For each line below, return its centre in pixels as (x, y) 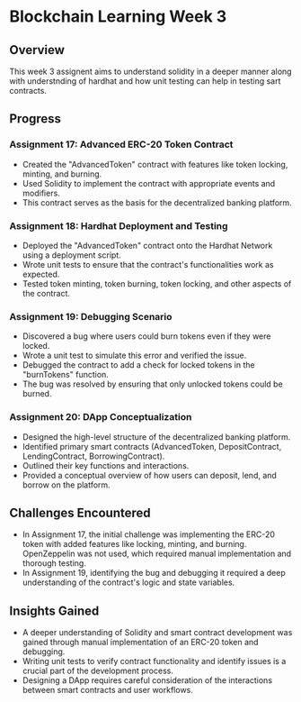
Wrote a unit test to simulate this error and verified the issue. (134, 356)
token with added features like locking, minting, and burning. (134, 544)
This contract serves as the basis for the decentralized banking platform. (157, 202)
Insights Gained (54, 611)
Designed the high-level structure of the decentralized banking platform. (156, 437)
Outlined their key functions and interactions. (106, 465)
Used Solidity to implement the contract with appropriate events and (149, 183)
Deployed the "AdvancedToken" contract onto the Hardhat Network (147, 245)
